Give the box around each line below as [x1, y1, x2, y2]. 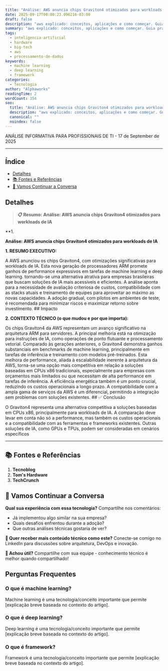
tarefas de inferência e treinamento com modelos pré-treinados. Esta [5, 352, 147, 358]
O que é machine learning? [5, 585, 71, 592]
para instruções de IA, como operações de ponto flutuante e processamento [5, 336, 163, 342]
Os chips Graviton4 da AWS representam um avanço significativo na [5, 325, 146, 331]
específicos [5, 431, 29, 437]
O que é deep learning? [5, 614, 63, 621]
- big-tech [9, 45, 32, 50]
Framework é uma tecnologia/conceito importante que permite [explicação [5, 655, 159, 661]
